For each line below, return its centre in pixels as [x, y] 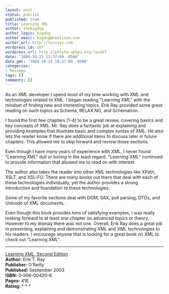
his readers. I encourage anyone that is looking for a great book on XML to [82, 234]
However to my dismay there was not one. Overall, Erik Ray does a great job [84, 223]
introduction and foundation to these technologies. [58, 188]
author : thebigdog [24, 29]
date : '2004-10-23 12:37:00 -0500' [43, 57]
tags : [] [14, 76]
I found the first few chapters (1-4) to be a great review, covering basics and [84, 120]
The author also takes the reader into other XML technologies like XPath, [80, 172]
